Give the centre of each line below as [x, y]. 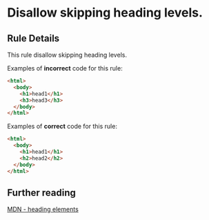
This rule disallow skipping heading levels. [67, 55]
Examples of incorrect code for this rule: [65, 68]
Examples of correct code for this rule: [62, 127]
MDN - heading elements [43, 210]
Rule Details [33, 38]
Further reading [41, 193]
